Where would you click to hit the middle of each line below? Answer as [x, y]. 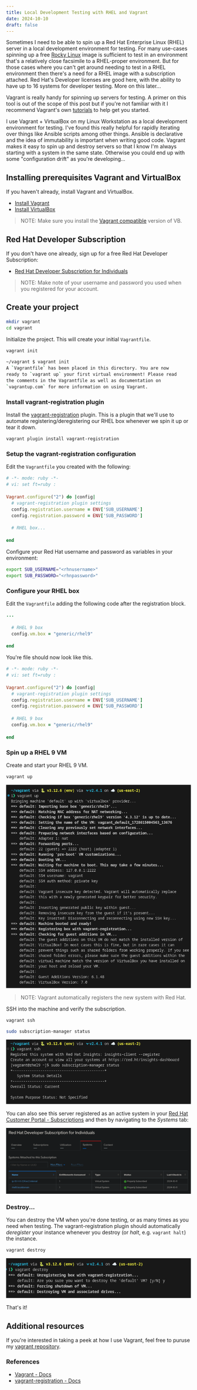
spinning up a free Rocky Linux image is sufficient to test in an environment [97, 55]
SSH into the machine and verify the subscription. [66, 1009]
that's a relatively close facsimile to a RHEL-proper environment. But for [92, 61]
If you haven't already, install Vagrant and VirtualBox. [70, 192]
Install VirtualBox [35, 210]
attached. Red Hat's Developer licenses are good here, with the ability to [94, 80]
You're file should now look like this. [50, 657]
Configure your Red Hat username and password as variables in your [89, 551]
